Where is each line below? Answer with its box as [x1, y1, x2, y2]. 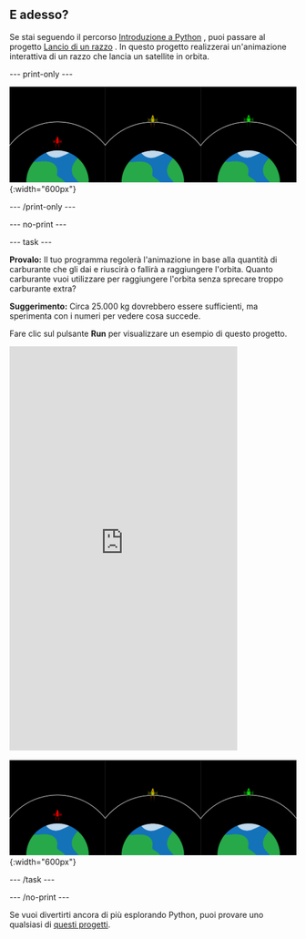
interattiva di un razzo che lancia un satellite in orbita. [9, 50, 209, 62]
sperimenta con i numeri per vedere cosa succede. [9, 310, 201, 322]
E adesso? [9, 7, 69, 23]
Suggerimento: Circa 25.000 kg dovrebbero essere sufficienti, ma [9, 301, 259, 311]
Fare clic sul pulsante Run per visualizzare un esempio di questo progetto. [9, 328, 288, 339]
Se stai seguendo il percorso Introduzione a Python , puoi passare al [9, 31, 266, 42]
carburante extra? [9, 282, 76, 294]
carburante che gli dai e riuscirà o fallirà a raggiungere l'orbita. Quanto [9, 263, 273, 274]
